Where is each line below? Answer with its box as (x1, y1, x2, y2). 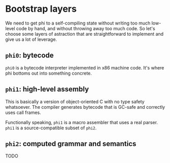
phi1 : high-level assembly (5, 85, 89, 94)
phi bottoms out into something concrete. (5, 70, 92, 76)
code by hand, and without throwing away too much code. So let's (16, 25, 155, 31)
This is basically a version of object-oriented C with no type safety (5, 98, 145, 105)
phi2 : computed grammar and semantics (5, 139, 136, 148)
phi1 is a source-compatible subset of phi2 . (5, 125, 97, 131)
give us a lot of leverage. (5, 36, 57, 42)
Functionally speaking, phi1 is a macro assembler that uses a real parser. (5, 119, 158, 125)
